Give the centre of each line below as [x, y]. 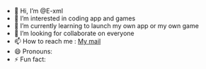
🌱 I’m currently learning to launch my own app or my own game [107, 26]
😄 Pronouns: [33, 51]
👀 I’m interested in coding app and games [75, 18]
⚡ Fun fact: [30, 59]
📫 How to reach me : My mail [57, 41]
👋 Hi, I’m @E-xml [39, 11]
